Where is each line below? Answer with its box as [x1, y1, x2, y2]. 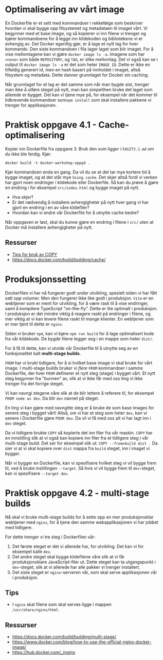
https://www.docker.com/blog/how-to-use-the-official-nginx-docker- [12, 639, 152, 645]
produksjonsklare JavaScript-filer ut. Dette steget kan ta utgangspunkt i [12, 559, 156, 565]
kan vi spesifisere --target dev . [5, 470, 69, 476]
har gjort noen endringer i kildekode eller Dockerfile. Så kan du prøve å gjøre [5, 179, 159, 185]
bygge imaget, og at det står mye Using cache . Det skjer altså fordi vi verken [5, 174, 158, 180]
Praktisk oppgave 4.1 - [5, 119, 97, 130]
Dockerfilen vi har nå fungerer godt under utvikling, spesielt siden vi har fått [5, 290, 157, 296]
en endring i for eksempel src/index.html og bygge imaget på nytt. [5, 185, 140, 191]
